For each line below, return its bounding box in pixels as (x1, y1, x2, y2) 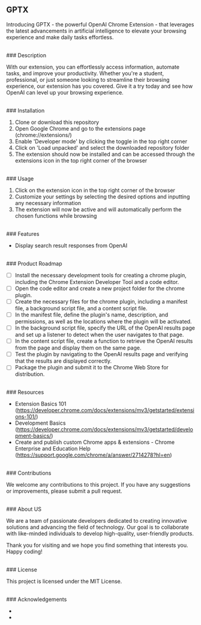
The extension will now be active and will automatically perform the (14, 206, 182, 213)
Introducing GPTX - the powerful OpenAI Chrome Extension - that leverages (6, 20, 194, 28)
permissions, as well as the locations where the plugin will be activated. (14, 318, 192, 325)
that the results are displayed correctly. (14, 357, 112, 365)
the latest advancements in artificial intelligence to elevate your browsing (6, 27, 187, 34)
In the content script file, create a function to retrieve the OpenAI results (14, 337, 193, 345)
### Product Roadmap (6, 260, 62, 267)
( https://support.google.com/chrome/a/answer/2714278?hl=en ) (14, 451, 172, 459)
